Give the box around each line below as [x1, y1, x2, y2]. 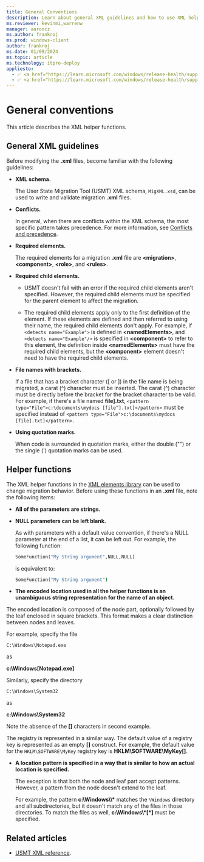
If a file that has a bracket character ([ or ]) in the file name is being [15, 377, 183, 385]
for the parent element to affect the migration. [24, 297, 139, 304]
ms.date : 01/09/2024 [6, 49, 59, 55]
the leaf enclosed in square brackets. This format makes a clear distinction [6, 612, 193, 619]
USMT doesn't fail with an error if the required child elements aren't [24, 284, 194, 291]
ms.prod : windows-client [6, 37, 69, 43]
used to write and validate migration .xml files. [15, 193, 132, 201]
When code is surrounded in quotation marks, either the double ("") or [15, 440, 191, 447]
